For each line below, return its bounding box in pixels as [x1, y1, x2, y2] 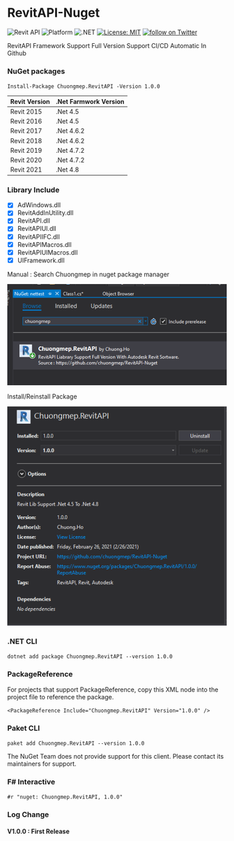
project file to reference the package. [7, 692, 114, 701]
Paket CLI [7, 723, 40, 733]
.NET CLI [7, 637, 38, 646]
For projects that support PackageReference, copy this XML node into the [7, 685, 219, 694]
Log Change [7, 810, 49, 819]
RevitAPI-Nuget [7, 5, 100, 21]
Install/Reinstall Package [7, 392, 78, 401]
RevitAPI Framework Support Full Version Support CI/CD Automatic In [7, 41, 207, 50]
